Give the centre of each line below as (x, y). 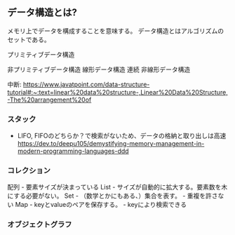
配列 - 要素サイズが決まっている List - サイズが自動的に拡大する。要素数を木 (117, 187)
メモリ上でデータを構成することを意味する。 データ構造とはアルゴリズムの (116, 31)
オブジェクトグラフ (40, 224)
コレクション (29, 170)
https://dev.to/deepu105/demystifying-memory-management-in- (111, 144)
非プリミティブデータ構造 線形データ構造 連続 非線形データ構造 (99, 69)
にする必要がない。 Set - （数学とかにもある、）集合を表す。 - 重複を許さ (113, 196)
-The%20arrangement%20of (49, 100)
